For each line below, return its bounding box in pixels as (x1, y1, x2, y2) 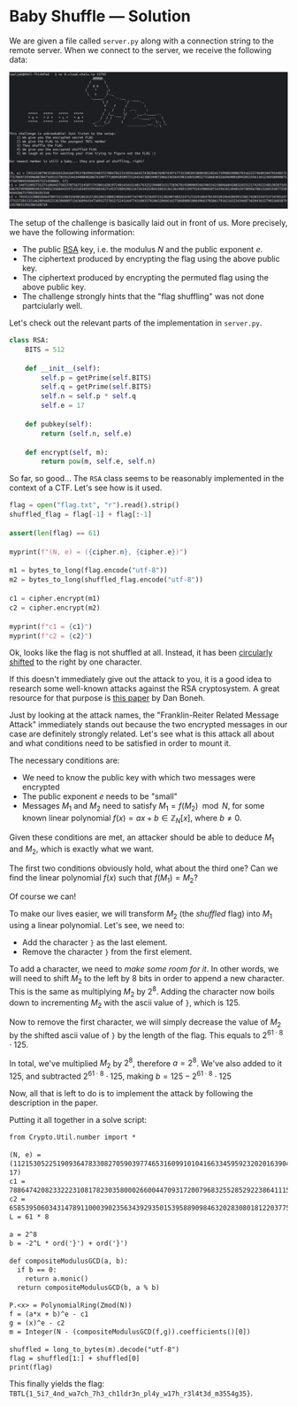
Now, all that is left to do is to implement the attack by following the (9, 1088, 254, 1098)
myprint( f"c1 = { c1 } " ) (9, 622, 93, 631)
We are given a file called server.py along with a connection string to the (9, 35, 274, 46)
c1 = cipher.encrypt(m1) (9, 595, 101, 604)
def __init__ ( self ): (25, 364, 101, 373)
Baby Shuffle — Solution (9, 6, 192, 27)
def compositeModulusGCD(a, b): (9, 1257, 128, 1265)
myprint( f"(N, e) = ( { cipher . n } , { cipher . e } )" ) (9, 547, 188, 557)
